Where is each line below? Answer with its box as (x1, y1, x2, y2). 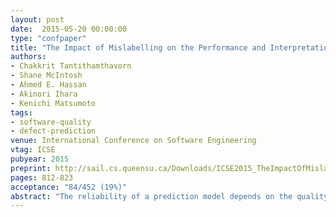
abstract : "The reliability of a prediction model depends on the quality (10, 191, 329, 201)
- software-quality (10, 117, 92, 127)
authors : (10, 52, 47, 62)
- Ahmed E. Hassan (10, 80, 87, 90)
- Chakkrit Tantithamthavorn (10, 61, 132, 71)
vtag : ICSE (10, 145, 56, 155)
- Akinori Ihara (10, 89, 78, 99)
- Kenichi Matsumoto (10, 98, 97, 108)
